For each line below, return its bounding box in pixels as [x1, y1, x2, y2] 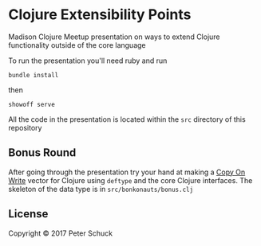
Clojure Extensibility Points [8, 6, 192, 24]
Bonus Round [8, 146, 77, 160]
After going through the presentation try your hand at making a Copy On [8, 167, 246, 177]
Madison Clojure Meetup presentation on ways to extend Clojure [8, 32, 221, 41]
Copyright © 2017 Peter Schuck [8, 228, 113, 238]
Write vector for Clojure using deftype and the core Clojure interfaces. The [8, 175, 253, 185]
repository [8, 123, 42, 132]
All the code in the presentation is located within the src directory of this [8, 114, 246, 124]
